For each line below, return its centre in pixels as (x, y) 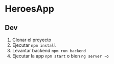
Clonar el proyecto (32, 40)
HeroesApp (30, 9)
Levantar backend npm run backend (49, 51)
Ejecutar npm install (34, 45)
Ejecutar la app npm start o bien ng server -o (60, 56)
